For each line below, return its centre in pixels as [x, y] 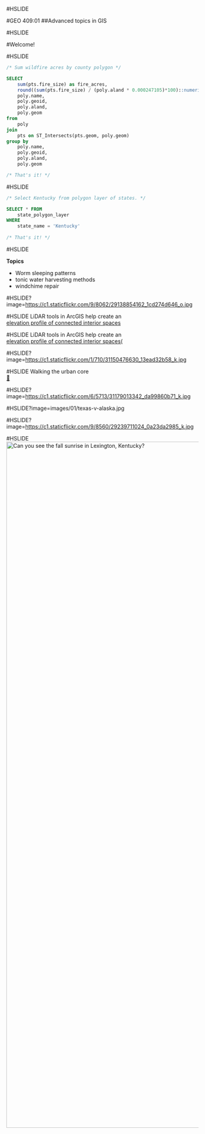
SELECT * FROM [24, 209]
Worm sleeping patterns [45, 273]
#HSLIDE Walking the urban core [48, 371]
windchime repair [37, 286]
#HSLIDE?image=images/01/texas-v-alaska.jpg [66, 408]
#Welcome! [21, 44]
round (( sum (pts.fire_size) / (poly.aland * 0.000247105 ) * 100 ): [99, 90]
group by [17, 141]
